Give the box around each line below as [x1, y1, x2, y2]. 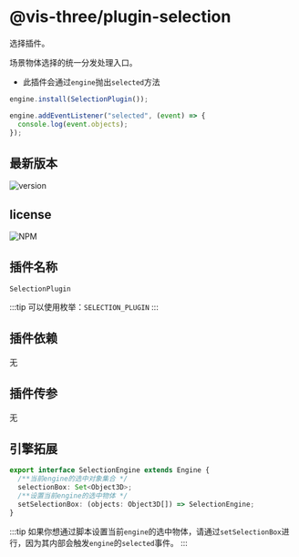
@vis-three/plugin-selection [9, 6, 232, 27]
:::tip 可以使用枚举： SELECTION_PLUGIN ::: [9, 301, 160, 312]
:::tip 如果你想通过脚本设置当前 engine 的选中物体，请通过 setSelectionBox [9, 526, 282, 537]
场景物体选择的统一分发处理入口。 [9, 57, 138, 67]
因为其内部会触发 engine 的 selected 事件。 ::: [25, 537, 189, 548]
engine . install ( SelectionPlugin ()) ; [9, 94, 149, 104]
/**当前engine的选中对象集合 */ [17, 474, 129, 484]
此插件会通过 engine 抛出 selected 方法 [22, 76, 161, 88]
